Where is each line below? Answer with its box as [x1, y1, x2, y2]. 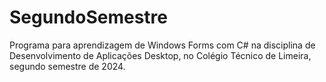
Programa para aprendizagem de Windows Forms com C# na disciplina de [9, 39, 316, 51]
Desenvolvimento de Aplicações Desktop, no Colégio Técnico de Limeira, [9, 49, 312, 61]
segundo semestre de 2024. [9, 60, 126, 72]
